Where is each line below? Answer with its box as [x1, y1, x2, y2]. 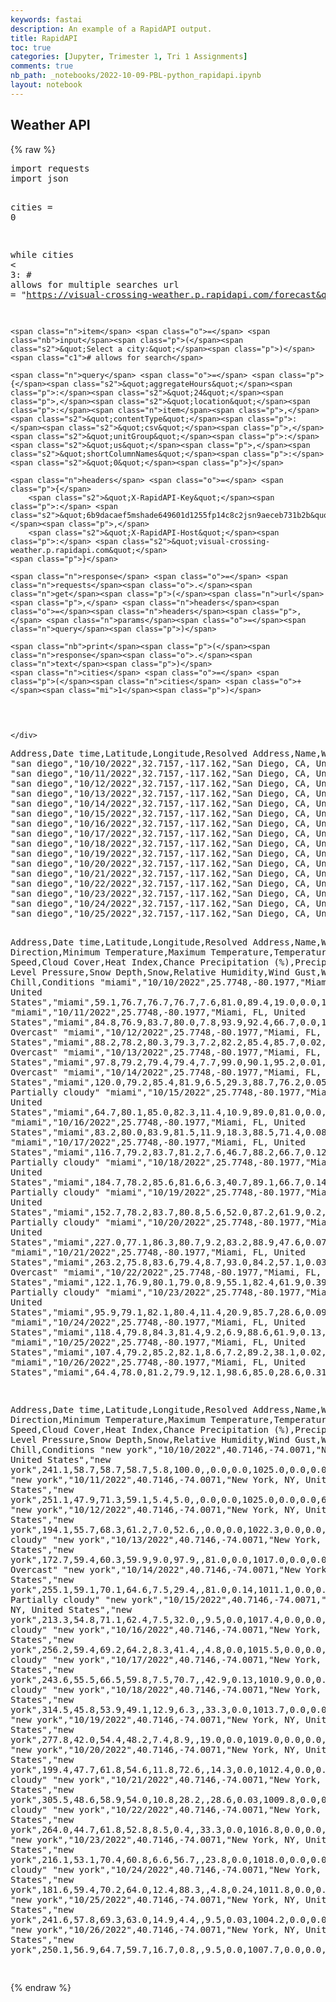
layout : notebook [10, 80, 83, 90]
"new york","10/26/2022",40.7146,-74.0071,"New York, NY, [10, 1924, 301, 1935]
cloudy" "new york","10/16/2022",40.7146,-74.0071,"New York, [10, 1624, 322, 1635]
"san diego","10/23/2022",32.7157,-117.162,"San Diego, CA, [10, 887, 312, 899]
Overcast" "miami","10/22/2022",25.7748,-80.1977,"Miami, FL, [10, 1266, 322, 1278]
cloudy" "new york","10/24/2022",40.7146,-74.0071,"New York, [10, 1864, 322, 1875]
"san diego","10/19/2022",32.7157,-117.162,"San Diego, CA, [10, 847, 312, 859]
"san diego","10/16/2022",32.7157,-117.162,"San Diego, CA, [10, 817, 312, 829]
